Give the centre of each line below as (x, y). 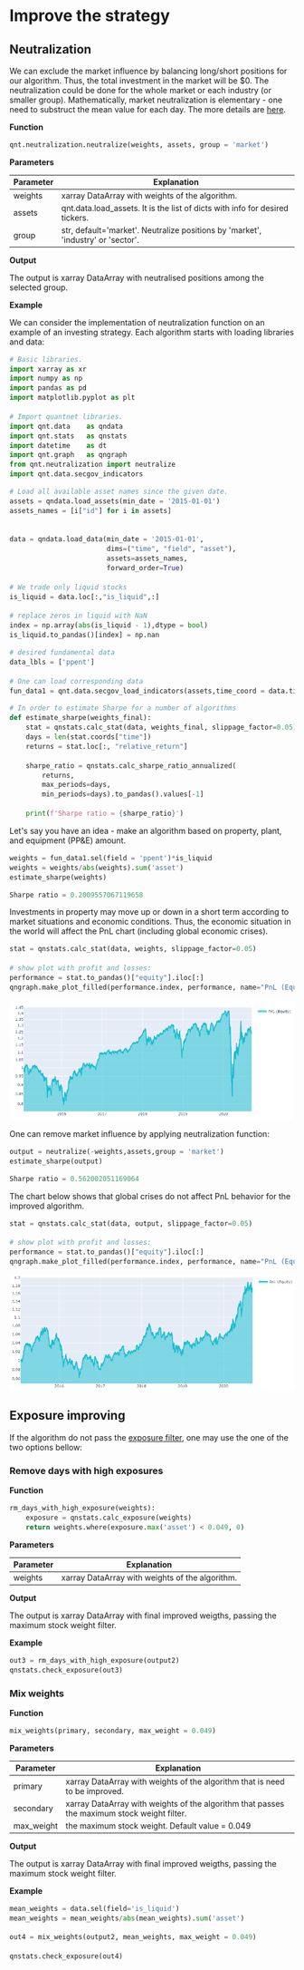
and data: (27, 342)
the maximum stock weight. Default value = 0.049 (158, 1826)
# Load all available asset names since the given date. (119, 491)
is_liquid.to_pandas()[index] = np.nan (85, 636)
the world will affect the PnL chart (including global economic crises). (139, 931)
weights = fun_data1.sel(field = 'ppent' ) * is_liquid (111, 858)
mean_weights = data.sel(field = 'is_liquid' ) (95, 1908)
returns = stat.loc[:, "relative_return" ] (107, 746)
